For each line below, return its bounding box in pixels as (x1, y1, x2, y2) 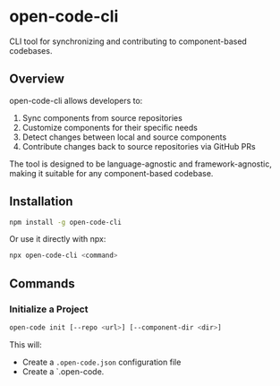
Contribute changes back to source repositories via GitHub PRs (21, 141, 257, 151)
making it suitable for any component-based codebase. (9, 167, 214, 178)
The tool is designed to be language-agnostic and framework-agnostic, (9, 159, 273, 169)
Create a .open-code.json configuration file (21, 356, 182, 367)
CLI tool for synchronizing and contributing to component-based (9, 36, 248, 47)
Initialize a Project (9, 303, 89, 315)
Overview (9, 72, 65, 87)
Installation (9, 194, 73, 210)
